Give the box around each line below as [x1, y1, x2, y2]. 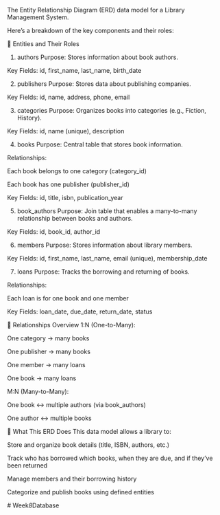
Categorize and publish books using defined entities [7, 488, 154, 496]
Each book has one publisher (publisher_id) [7, 180, 130, 188]
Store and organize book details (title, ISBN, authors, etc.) [7, 441, 170, 449]
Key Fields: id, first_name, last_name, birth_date [7, 67, 142, 74]
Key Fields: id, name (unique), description [7, 127, 125, 135]
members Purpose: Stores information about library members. [16, 241, 193, 249]
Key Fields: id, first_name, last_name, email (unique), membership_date [7, 254, 208, 262]
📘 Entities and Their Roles [7, 40, 80, 47]
